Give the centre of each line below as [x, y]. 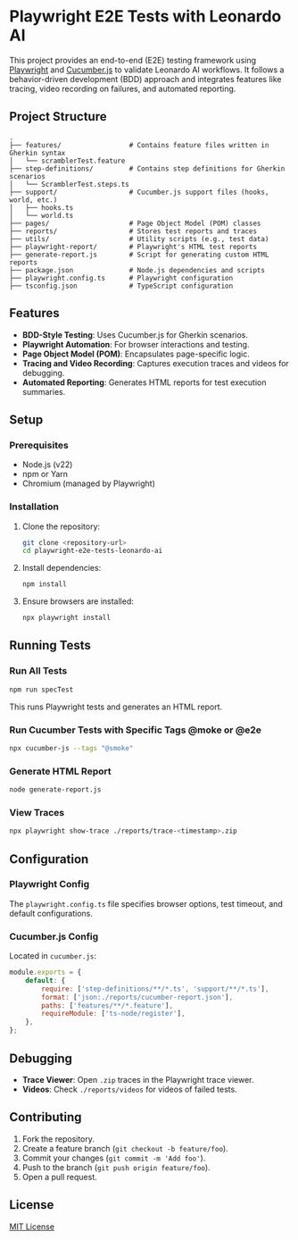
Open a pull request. [60, 1177]
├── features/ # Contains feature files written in [139, 145]
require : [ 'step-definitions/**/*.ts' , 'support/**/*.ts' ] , [155, 989]
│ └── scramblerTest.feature [67, 161]
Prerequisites [39, 445]
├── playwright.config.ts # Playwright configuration [121, 278]
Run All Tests [38, 671]
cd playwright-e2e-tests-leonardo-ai [92, 551]
